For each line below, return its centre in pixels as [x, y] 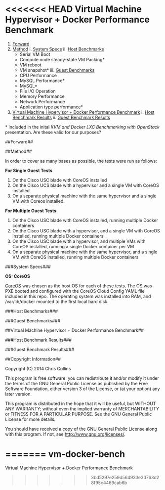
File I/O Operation [38, 91]
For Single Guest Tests [29, 170]
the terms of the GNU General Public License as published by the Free [77, 383]
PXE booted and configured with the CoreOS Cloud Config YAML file [75, 291]
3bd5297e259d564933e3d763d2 [125, 477]
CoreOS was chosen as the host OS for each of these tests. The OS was [79, 286]
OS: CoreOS [18, 276]
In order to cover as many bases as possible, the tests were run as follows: [81, 161]
